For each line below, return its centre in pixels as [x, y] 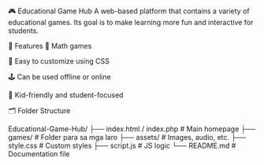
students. [24, 31]
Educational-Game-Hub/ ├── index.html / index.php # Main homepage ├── [132, 129]
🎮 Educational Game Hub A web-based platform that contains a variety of [129, 11]
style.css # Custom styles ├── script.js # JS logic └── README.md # [122, 145]
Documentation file [39, 154]
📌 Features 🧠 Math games [50, 46]
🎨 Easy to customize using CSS [59, 61]
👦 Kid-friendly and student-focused [66, 95]
